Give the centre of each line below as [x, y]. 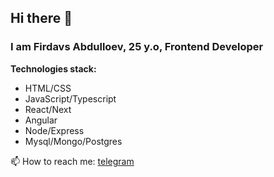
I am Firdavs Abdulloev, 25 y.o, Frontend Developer [137, 47]
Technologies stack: [53, 68]
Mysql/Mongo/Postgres [73, 141]
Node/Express [54, 130]
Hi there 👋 [41, 18]
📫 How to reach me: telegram [72, 161]
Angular [41, 120]
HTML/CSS [48, 88]
